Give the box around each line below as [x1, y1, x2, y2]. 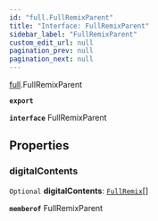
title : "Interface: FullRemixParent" [9, 21, 150, 30]
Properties [9, 138, 70, 153]
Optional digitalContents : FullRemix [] [9, 185, 149, 196]
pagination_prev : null [9, 47, 94, 55]
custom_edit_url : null [9, 38, 94, 47]
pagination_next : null [9, 55, 94, 64]
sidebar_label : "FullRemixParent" [9, 30, 138, 38]
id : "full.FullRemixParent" [9, 13, 114, 22]
